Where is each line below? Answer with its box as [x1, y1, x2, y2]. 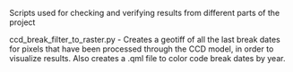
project [9, 17, 36, 28]
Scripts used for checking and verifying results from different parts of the [9, 8, 280, 18]
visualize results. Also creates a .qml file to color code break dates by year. [9, 53, 286, 63]
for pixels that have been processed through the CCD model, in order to [9, 44, 274, 54]
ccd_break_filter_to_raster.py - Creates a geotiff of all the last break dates [9, 35, 280, 44]
